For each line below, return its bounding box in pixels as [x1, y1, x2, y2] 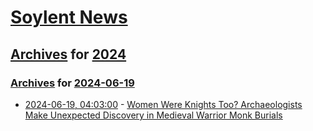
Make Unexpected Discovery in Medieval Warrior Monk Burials [24, 109, 283, 121]
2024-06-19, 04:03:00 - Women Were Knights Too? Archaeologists [24, 98, 303, 110]
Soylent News [10, 6, 128, 29]
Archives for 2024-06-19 [10, 76, 135, 90]
